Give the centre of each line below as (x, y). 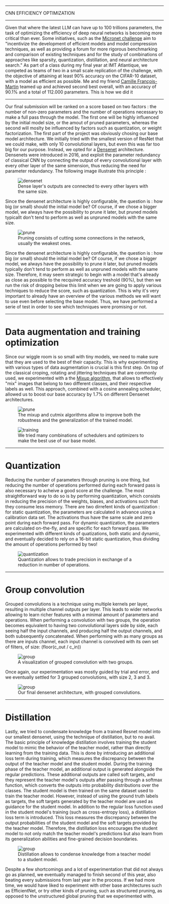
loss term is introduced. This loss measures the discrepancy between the (81, 817)
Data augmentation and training (73, 332)
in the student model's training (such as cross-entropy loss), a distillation (81, 812)
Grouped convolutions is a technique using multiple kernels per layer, (77, 604)
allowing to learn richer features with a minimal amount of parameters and (82, 614)
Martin (12, 87)
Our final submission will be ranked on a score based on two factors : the (81, 106)
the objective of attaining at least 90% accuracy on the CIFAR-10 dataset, (81, 76)
